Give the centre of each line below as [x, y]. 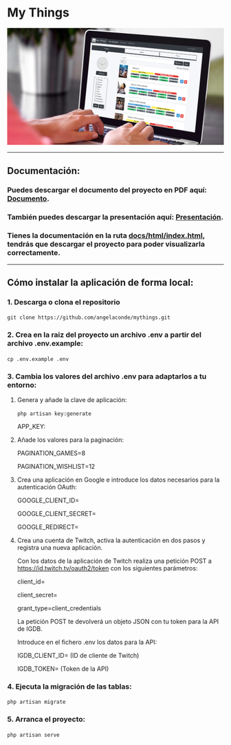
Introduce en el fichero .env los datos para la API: [87, 642]
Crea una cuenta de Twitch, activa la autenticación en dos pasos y [111, 540]
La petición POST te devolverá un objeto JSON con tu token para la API [118, 621]
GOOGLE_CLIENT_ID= [48, 500]
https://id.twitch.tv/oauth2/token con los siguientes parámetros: [107, 568]
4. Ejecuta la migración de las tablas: [69, 687]
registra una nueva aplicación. [60, 547]
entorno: [22, 385]
